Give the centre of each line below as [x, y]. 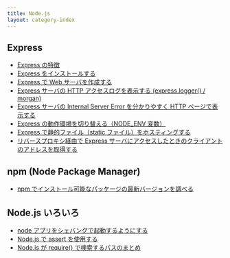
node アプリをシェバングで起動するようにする [82, 230]
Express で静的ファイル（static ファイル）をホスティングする [104, 132]
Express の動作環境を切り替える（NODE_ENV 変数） [91, 124]
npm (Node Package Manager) [74, 171]
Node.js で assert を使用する [57, 239]
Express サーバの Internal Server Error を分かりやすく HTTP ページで [114, 106]
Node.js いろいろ [44, 212]
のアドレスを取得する [47, 150]
